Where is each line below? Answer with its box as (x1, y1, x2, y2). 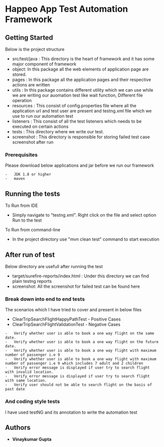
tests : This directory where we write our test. (12, 129, 104, 134)
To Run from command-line (5, 227, 60, 233)
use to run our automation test (12, 113, 73, 119)
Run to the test (12, 217, 42, 223)
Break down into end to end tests (5, 296, 85, 302)
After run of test (5, 250, 55, 259)
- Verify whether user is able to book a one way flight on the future (5, 340, 159, 345)
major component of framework (12, 61, 77, 67)
